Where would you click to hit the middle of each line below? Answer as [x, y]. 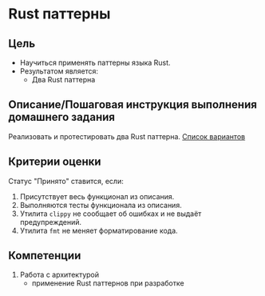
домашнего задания [62, 117]
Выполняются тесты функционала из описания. [101, 205]
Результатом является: [59, 71]
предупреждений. [51, 222]
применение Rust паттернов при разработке [108, 283]
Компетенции [45, 256]
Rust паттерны [59, 14]
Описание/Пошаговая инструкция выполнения [133, 105]
